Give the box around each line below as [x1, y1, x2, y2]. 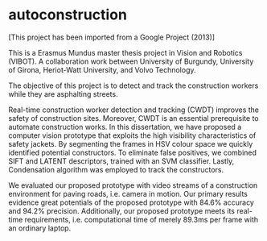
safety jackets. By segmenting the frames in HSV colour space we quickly [8, 139, 253, 148]
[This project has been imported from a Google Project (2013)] [8, 32, 216, 42]
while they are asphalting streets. [8, 89, 118, 98]
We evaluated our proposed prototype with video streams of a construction [8, 180, 258, 190]
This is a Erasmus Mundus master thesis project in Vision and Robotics [8, 48, 243, 57]
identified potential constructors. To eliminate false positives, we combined [8, 148, 257, 157]
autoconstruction [8, 6, 127, 24]
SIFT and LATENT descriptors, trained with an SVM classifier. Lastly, [8, 156, 235, 166]
